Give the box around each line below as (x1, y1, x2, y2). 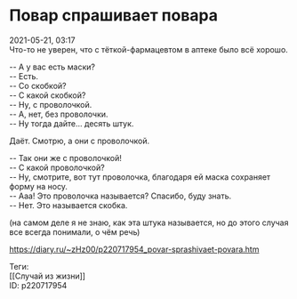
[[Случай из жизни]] (9, 271, 86, 281)
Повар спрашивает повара (9, 5, 219, 26)
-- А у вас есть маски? (9, 61, 96, 72)
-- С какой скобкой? (9, 90, 86, 101)
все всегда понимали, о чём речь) (9, 226, 140, 237)
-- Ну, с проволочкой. (9, 99, 92, 109)
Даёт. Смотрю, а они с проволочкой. (9, 135, 150, 146)
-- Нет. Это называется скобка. (9, 199, 128, 210)
